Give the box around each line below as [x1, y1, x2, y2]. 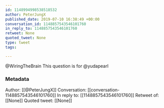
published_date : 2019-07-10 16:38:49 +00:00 [5, 17, 100, 22]
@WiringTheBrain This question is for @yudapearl [5, 63, 109, 69]
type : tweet [5, 40, 30, 45]
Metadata [5, 75, 29, 82]
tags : [5, 45, 17, 50]
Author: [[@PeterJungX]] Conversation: [5, 86, 87, 93]
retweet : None [5, 31, 35, 36]
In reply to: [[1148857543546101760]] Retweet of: [57, 92, 159, 98]
